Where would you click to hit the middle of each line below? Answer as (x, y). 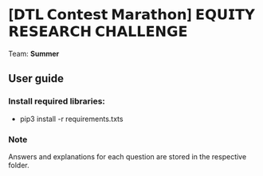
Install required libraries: (57, 101)
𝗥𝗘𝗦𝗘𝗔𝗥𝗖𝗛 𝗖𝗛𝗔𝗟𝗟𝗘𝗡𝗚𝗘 (98, 31)
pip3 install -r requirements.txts (71, 119)
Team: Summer (34, 53)
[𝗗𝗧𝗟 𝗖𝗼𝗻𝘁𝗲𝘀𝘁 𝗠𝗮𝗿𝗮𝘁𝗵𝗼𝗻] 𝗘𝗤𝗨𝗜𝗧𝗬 (131, 15)
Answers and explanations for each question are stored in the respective (128, 156)
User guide (36, 78)
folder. (19, 165)
